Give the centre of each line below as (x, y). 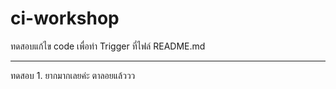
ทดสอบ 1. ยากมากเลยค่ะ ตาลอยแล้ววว (73, 75)
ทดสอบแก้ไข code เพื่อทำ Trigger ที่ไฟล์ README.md (108, 46)
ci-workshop (65, 18)
